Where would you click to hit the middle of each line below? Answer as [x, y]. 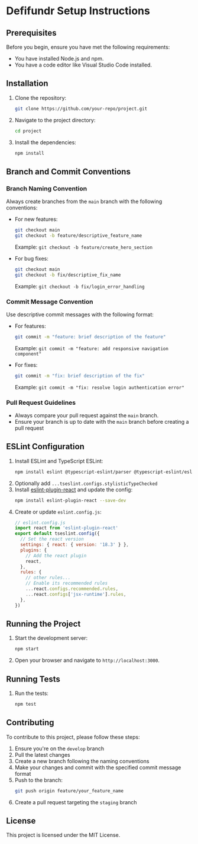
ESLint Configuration [45, 447]
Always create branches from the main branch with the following [84, 202]
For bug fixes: [31, 258]
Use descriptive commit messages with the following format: [80, 314]
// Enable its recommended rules [67, 583]
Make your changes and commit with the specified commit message [98, 767]
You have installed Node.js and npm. [59, 58]
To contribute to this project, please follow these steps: [73, 737]
